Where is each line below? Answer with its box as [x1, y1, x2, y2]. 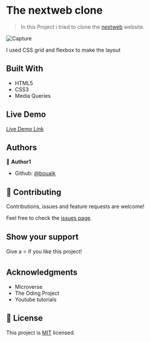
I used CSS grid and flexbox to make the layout [6, 46, 121, 54]
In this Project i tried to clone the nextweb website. [20, 23, 145, 30]
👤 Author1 [6, 158, 31, 166]
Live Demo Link [6, 125, 44, 132]
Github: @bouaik [14, 170, 56, 177]
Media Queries [14, 92, 51, 99]
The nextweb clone [6, 4, 103, 17]
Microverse [14, 283, 43, 290]
